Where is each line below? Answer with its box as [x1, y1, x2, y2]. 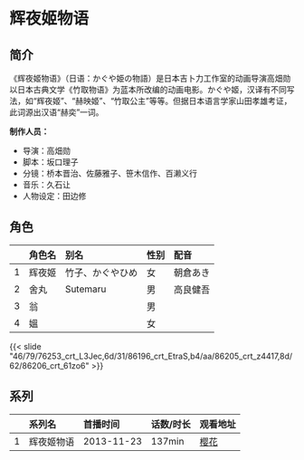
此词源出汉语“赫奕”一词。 [9, 107, 104, 118]
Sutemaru [64, 283, 107, 295]
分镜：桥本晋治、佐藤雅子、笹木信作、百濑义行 [22, 168, 197, 178]
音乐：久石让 [22, 179, 71, 190]
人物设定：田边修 [22, 191, 87, 201]
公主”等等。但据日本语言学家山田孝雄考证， [129, 96, 292, 106]
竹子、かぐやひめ [64, 266, 138, 279]
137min [150, 435, 185, 447]
